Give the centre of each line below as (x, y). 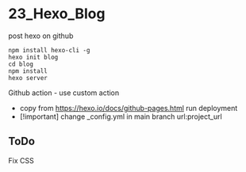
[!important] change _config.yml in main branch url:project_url (121, 117)
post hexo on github (41, 36)
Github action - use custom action (64, 93)
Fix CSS (21, 160)
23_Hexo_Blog (57, 14)
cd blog (21, 64)
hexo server (28, 78)
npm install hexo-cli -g (49, 50)
